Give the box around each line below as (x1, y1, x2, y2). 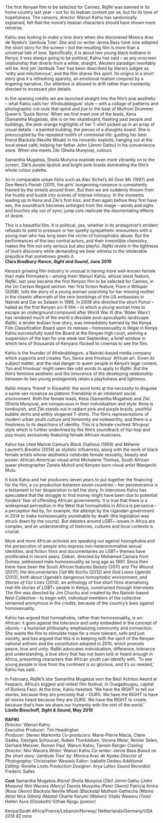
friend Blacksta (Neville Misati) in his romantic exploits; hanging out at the (5, 137, 153, 143)
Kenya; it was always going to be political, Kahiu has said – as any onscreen (5, 55, 157, 60)
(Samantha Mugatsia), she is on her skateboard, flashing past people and (5, 117, 152, 122)
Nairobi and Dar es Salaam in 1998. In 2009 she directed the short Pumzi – (5, 299, 154, 305)
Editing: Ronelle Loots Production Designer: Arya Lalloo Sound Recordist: (5, 763, 152, 769)
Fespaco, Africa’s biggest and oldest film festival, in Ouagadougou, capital (5, 681, 154, 687)
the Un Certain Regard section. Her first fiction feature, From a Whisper (5, 284, 148, 289)
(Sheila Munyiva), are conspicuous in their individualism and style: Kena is (5, 401, 153, 407)
